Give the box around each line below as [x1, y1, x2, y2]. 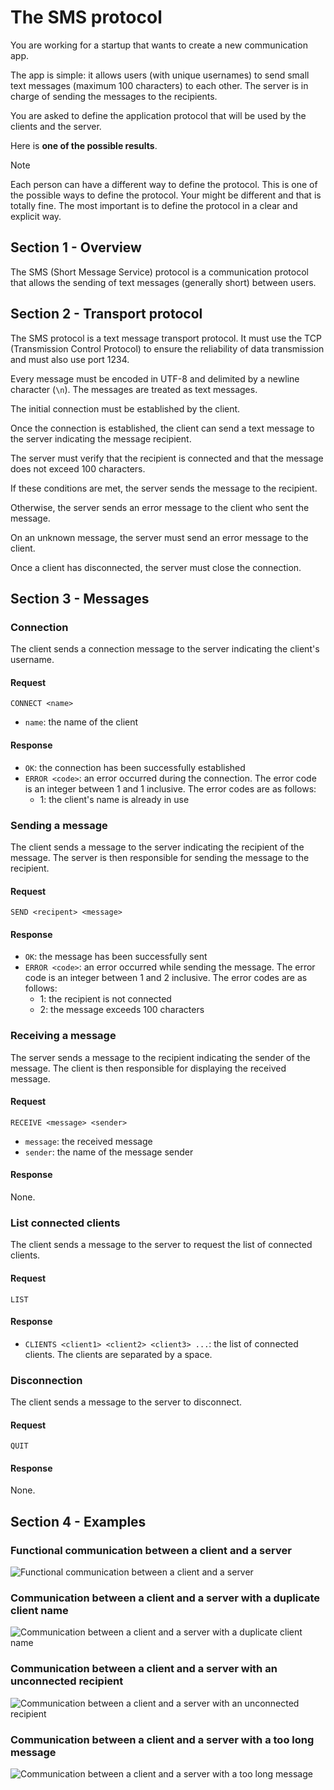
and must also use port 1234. [10, 353, 130, 365]
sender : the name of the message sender [24, 1146, 194, 1158]
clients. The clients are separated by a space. [24, 1348, 213, 1360]
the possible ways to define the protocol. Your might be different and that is [10, 189, 322, 201]
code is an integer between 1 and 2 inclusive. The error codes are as [24, 972, 308, 984]
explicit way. [10, 210, 62, 222]
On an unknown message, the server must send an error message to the [10, 531, 309, 543]
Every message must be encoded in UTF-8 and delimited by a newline [10, 372, 300, 385]
